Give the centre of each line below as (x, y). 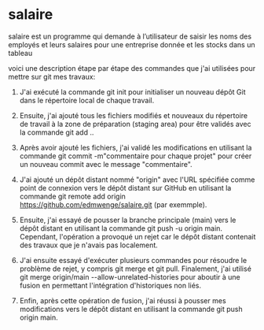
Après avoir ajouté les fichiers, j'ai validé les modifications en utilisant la (136, 147)
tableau (20, 53)
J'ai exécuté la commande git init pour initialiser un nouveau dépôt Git (132, 91)
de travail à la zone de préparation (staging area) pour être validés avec (135, 124)
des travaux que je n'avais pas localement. (89, 245)
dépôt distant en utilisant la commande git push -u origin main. (121, 228)
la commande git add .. (57, 132)
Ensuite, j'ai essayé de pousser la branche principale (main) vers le (128, 220)
